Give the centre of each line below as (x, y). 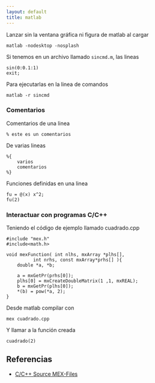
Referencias (29, 359)
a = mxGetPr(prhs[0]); (45, 276)
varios (25, 162)
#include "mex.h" (28, 239)
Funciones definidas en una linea (47, 183)
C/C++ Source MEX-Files (46, 374)
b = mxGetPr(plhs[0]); (45, 286)
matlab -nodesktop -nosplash (43, 46)
